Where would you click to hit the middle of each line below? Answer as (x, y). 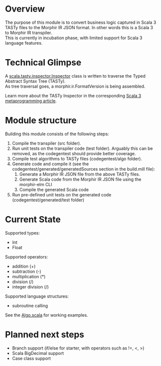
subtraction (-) (26, 271)
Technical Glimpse (43, 63)
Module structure (41, 120)
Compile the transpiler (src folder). (47, 143)
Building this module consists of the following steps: (57, 134)
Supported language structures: (37, 296)
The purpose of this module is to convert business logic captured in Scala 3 (81, 22)
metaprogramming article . (31, 101)
